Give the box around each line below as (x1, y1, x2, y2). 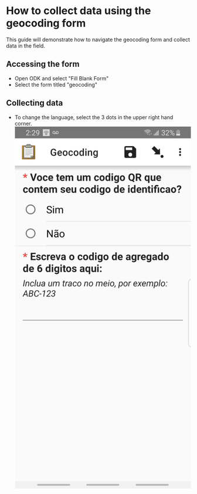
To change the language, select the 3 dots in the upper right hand (14, 113, 174, 121)
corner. (14, 120, 32, 127)
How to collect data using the (6, 4, 151, 18)
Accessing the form (6, 59, 80, 69)
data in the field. (6, 42, 46, 49)
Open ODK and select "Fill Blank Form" (14, 75, 109, 82)
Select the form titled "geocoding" (14, 81, 98, 88)
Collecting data (6, 98, 63, 108)
